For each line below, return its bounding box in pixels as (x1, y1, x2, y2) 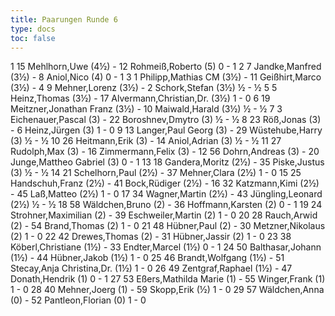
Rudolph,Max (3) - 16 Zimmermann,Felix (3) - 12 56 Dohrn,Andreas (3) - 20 (10, 146, 320, 158)
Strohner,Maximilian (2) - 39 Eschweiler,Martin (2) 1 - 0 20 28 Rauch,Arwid (10, 209, 318, 221)
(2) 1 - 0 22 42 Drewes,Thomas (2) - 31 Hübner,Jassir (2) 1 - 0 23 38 (10, 231, 292, 243)
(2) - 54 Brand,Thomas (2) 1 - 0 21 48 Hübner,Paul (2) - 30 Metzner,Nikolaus (10, 220, 326, 232)
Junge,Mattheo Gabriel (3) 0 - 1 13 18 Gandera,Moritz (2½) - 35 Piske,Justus (10, 156, 325, 168)
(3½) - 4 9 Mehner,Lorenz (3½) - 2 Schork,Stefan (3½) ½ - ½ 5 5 (10, 82, 278, 94)
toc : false (10, 33, 56, 43)
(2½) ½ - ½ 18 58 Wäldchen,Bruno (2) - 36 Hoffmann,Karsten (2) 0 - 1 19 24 (10, 199, 323, 211)
